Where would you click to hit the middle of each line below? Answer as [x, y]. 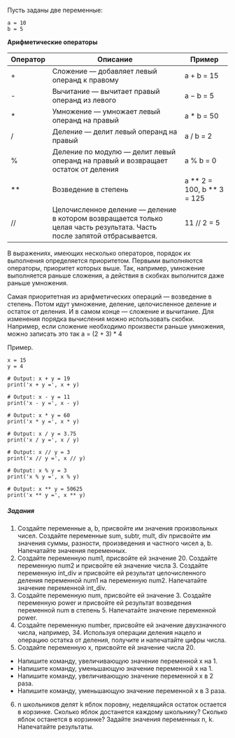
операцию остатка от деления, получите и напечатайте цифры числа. [122, 640]
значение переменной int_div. [62, 587]
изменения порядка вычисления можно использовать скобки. [101, 319]
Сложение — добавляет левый [105, 71]
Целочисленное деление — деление [114, 210]
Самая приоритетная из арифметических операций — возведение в [109, 296]
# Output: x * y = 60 [39, 416]
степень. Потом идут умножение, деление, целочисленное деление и [112, 304]
